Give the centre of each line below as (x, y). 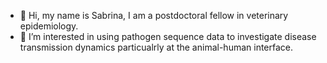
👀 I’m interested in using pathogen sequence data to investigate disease (168, 36)
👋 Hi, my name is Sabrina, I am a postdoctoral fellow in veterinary (154, 15)
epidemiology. (49, 26)
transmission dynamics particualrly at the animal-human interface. (156, 47)
